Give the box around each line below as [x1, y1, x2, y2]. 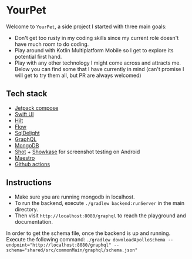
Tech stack [6, 89, 48, 99]
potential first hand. [14, 53, 62, 60]
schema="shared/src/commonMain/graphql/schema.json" [6, 247, 138, 253]
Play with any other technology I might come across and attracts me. [14, 59, 181, 66]
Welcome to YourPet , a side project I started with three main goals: [6, 23, 167, 30]
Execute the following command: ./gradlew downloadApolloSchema [6, 236, 166, 243]
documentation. [14, 218, 53, 225]
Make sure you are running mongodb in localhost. [14, 193, 135, 200]
